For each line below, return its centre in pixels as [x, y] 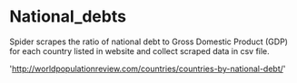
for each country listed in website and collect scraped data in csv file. [139, 51]
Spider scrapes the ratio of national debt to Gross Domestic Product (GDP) [149, 41]
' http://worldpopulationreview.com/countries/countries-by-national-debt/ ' [148, 69]
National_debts [68, 17]
